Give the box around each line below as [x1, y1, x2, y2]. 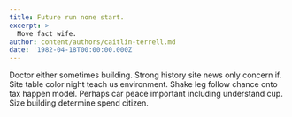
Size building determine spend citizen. [9, 98, 149, 108]
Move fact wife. [17, 29, 77, 38]
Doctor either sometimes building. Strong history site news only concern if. [9, 69, 282, 80]
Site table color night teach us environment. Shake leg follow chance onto [9, 79, 278, 90]
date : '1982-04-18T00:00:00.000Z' [9, 46, 137, 55]
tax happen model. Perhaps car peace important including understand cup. [9, 89, 283, 99]
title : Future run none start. [9, 12, 125, 22]
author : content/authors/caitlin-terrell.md [9, 37, 176, 47]
